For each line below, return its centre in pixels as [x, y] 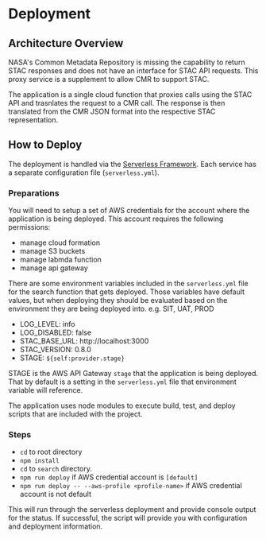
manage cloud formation [60, 242]
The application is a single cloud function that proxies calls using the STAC [130, 95]
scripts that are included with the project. [75, 414]
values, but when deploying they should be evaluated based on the [118, 301]
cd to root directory [51, 452]
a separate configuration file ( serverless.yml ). [84, 173]
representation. [33, 120]
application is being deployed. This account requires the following [116, 219]
